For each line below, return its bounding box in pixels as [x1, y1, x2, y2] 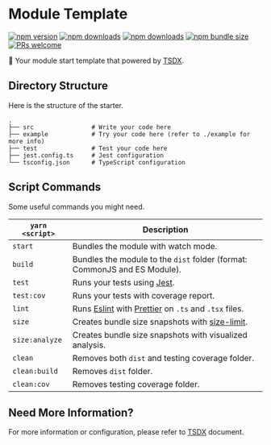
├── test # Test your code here [8, 144, 168, 152]
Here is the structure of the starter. [8, 100, 123, 110]
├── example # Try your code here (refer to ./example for [8, 130, 251, 138]
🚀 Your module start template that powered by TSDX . [8, 56, 184, 65]
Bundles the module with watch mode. [72, 240, 218, 252]
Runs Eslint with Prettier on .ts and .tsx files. [72, 303, 244, 314]
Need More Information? [8, 405, 135, 419]
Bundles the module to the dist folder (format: [72, 253, 248, 264]
